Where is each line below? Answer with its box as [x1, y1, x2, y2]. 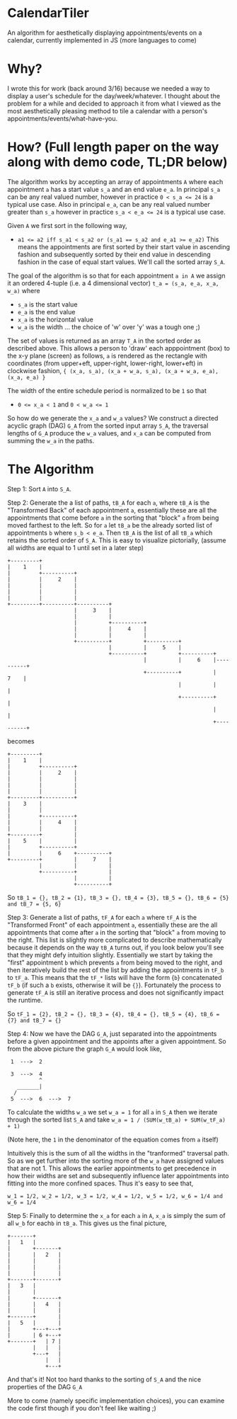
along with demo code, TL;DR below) [7, 154, 228, 171]
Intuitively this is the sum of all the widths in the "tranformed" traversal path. [7, 1149, 230, 1157]
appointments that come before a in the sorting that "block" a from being [7, 513, 219, 522]
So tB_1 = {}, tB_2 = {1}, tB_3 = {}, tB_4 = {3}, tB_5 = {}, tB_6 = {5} [7, 893, 229, 901]
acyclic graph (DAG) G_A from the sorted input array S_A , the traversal [7, 421, 209, 430]
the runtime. [7, 996, 43, 1004]
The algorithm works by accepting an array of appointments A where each [7, 177, 224, 186]
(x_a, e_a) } [7, 374, 46, 381]
